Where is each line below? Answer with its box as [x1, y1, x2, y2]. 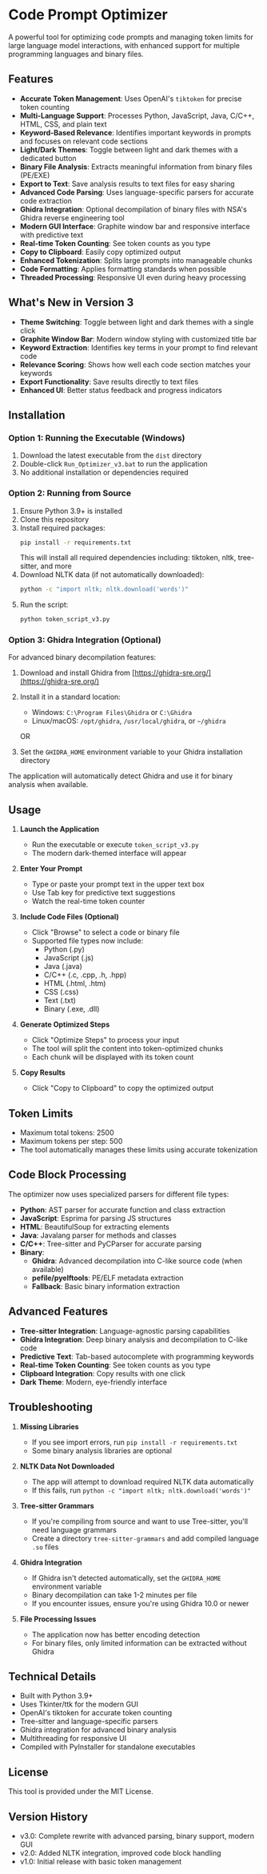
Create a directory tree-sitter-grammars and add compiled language [31, 1533, 260, 1543]
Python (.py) [43, 944, 86, 955]
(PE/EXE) [19, 170, 50, 180]
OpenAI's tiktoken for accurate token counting [19, 1708, 173, 1718]
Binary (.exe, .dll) [43, 1004, 100, 1014]
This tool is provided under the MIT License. [8, 1787, 153, 1796]
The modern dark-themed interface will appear [31, 848, 187, 858]
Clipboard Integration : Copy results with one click [19, 1368, 186, 1378]
